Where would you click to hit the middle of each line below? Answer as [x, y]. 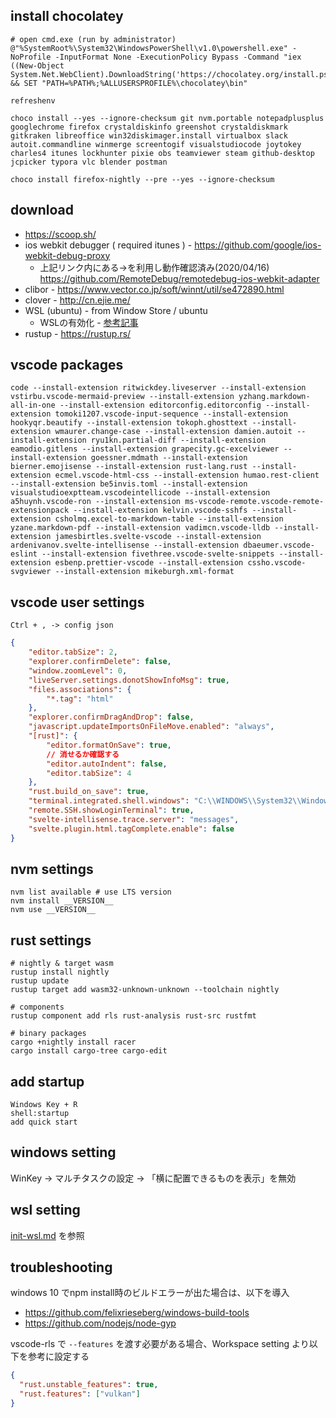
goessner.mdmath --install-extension [169, 458]
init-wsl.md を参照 [47, 1235]
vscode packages [67, 365]
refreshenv [33, 100]
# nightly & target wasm [62, 964]
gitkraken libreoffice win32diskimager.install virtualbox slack [149, 135]
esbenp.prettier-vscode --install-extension [149, 563]
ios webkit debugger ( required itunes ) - [108, 245]
